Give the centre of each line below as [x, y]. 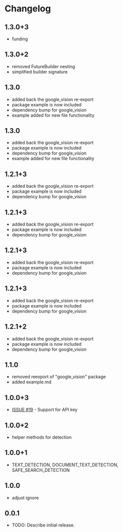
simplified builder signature [40, 72]
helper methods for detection [42, 437]
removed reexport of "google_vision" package [59, 377]
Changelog [28, 9]
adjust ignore [25, 498]
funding [20, 39]
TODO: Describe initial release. [43, 525]
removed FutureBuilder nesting [43, 66]
